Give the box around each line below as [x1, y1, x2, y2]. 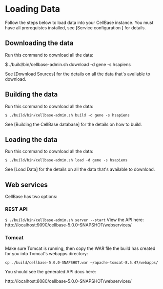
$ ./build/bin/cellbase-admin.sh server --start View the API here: [5, 217, 144, 223]
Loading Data [5, 3, 60, 15]
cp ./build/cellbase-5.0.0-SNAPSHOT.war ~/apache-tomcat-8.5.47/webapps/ [5, 260, 159, 265]
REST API [5, 206, 28, 213]
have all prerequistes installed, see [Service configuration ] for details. [5, 24, 146, 30]
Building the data [5, 90, 58, 99]
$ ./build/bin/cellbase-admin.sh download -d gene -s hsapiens [5, 61, 131, 67]
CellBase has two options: [5, 194, 58, 200]
